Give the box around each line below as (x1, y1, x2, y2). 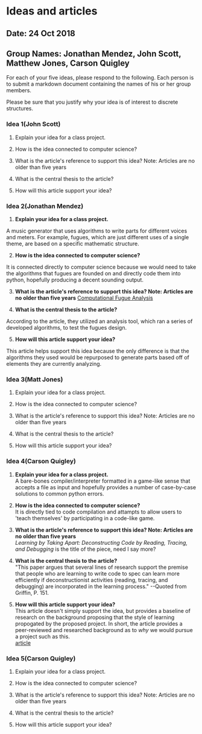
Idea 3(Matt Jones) (6, 375, 63, 383)
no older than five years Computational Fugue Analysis (14, 294, 153, 301)
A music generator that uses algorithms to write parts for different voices (6, 227, 188, 234)
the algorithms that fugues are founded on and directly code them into (6, 269, 181, 277)
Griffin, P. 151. (14, 589, 49, 596)
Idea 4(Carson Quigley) (6, 457, 77, 465)
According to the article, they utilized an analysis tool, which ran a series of (6, 318, 193, 325)
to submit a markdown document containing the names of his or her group (6, 80, 191, 88)
